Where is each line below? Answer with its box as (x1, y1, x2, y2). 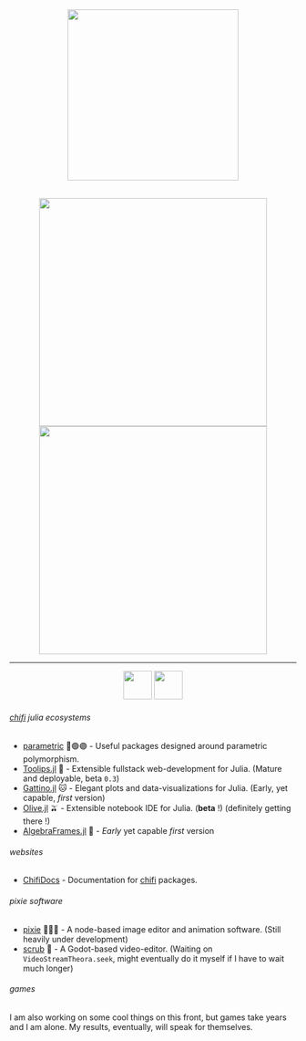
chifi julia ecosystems (9, 712, 91, 723)
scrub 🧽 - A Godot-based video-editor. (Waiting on (22, 943, 213, 954)
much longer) (22, 963, 74, 973)
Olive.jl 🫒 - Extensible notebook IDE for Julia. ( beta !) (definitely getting (22, 803, 291, 814)
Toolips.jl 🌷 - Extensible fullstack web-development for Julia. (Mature (22, 764, 282, 775)
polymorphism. (22, 754, 80, 765)
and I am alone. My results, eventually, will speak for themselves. (9, 1021, 253, 1032)
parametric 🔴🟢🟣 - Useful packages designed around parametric (22, 741, 268, 752)
